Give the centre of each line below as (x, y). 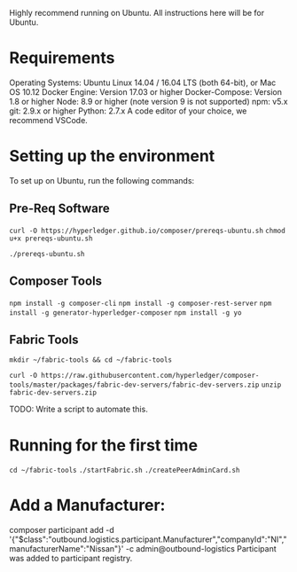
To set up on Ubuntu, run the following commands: (102, 180)
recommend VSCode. (49, 120)
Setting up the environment (112, 157)
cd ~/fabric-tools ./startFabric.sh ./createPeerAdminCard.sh (125, 470)
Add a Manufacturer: (87, 505)
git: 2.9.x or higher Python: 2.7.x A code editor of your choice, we (128, 111)
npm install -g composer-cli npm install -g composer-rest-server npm (141, 303)
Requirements (62, 58)
